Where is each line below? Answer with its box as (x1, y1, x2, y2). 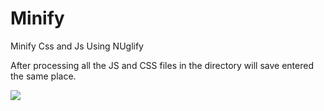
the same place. (10, 70, 77, 82)
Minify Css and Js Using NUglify (10, 40, 144, 52)
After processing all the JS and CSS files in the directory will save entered (10, 59, 314, 71)
